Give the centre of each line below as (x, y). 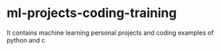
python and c (26, 40)
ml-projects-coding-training (92, 13)
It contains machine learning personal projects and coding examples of (110, 33)
